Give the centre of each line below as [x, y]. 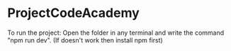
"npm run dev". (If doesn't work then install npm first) [85, 40]
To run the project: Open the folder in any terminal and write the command [116, 33]
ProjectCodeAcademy [73, 13]
